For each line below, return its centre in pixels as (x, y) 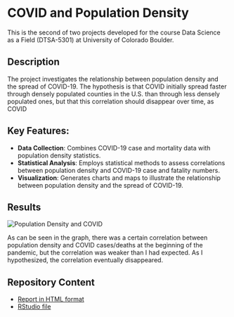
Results (24, 207)
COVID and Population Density (98, 13)
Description (33, 62)
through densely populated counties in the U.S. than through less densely (113, 93)
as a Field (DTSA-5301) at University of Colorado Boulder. (91, 39)
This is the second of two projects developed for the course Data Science (114, 32)
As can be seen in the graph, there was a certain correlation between (108, 238)
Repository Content (51, 282)
